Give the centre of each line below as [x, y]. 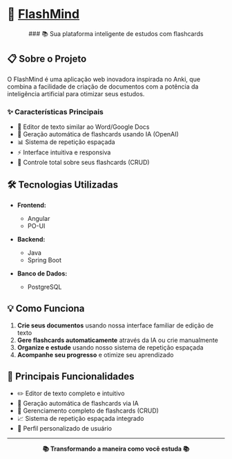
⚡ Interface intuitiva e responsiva [64, 152]
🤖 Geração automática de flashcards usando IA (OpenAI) [98, 134]
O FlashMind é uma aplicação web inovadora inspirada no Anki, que [104, 79]
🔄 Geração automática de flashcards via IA [78, 404]
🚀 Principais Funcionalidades [71, 377]
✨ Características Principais [55, 111]
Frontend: [31, 205]
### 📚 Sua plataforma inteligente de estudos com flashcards [116, 33]
